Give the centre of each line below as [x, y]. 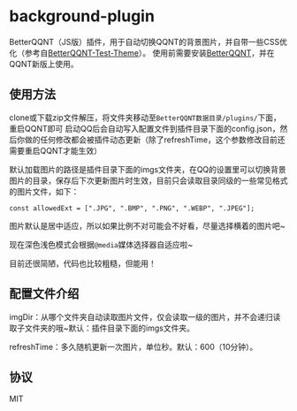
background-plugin [82, 16]
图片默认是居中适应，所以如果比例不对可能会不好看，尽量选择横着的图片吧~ [147, 225]
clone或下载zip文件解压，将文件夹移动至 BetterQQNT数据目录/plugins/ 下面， [145, 118]
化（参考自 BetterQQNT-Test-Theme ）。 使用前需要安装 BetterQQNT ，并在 [142, 53]
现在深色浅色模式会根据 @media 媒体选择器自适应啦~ [101, 244]
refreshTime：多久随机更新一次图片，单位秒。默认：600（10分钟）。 [133, 346]
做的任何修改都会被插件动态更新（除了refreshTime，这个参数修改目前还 [155, 140]
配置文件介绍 [44, 294]
